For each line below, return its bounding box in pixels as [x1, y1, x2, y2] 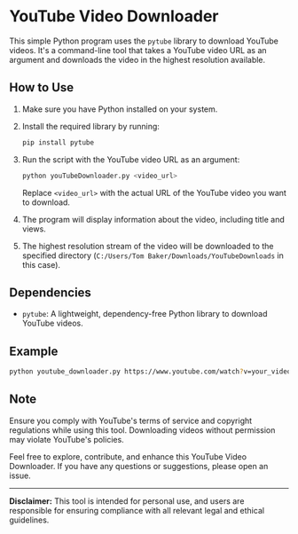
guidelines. [9, 514, 50, 525]
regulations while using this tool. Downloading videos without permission [9, 424, 276, 436]
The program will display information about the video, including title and [21, 214, 286, 224]
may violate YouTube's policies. [9, 434, 124, 444]
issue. [9, 470, 31, 481]
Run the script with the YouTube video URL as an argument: [21, 153, 240, 165]
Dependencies [9, 285, 91, 300]
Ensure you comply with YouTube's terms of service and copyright [9, 415, 253, 426]
